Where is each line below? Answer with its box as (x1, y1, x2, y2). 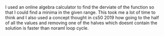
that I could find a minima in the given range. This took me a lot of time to (5, 9, 156, 15)
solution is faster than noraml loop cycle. (5, 25, 89, 31)
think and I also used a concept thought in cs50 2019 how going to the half (5, 15, 159, 20)
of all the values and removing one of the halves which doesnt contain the (5, 20, 157, 26)
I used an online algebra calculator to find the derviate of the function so (5, 4, 154, 10)
